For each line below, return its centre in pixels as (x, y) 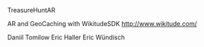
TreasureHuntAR (31, 10)
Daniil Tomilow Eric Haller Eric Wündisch (66, 37)
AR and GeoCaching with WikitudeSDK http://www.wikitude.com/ (102, 23)
